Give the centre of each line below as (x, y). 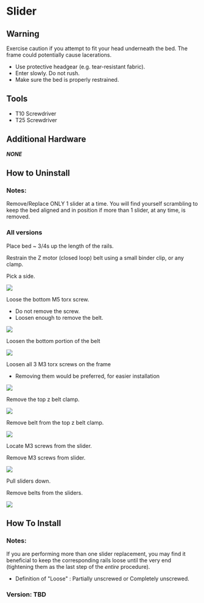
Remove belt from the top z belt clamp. (55, 422)
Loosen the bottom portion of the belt (53, 341)
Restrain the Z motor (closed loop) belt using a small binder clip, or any (95, 258)
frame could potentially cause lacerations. (59, 55)
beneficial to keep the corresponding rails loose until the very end (89, 560)
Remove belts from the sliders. (45, 493)
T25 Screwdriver (36, 120)
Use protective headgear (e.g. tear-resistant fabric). (80, 67)
